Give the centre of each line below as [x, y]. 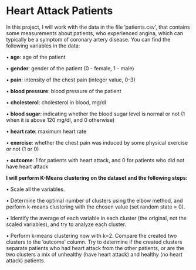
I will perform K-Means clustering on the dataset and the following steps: [97, 177]
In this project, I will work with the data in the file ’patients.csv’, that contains [98, 27]
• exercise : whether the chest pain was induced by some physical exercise [97, 142]
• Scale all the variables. [36, 189]
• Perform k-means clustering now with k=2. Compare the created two [92, 235]
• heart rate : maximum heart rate [46, 131]
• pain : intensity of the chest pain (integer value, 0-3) [71, 80]
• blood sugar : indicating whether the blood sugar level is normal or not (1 [96, 114]
